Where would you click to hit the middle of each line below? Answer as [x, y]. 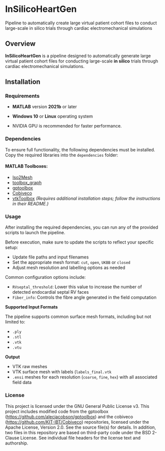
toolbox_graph [27, 183]
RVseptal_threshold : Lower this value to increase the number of [77, 287]
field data [22, 383]
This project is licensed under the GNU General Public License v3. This [77, 406]
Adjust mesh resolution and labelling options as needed [69, 268]
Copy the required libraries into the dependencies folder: [62, 155]
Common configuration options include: [45, 277]
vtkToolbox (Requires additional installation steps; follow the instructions [86, 198]
